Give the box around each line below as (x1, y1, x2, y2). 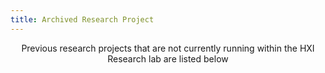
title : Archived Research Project (10, 14, 155, 25)
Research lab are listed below (107, 52, 229, 65)
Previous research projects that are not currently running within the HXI (21, 42, 315, 54)
